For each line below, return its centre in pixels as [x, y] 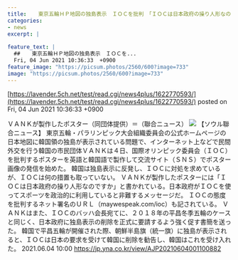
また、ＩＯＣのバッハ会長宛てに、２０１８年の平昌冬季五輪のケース [131, 213]
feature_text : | [31, 47]
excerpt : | [23, 34]
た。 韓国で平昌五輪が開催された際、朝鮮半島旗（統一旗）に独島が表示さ [114, 230]
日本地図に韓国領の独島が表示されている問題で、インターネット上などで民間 [119, 141]
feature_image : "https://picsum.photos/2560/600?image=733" [98, 67]
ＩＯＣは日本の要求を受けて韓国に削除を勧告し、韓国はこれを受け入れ [129, 239]
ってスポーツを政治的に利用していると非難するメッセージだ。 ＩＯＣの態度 [117, 195]
